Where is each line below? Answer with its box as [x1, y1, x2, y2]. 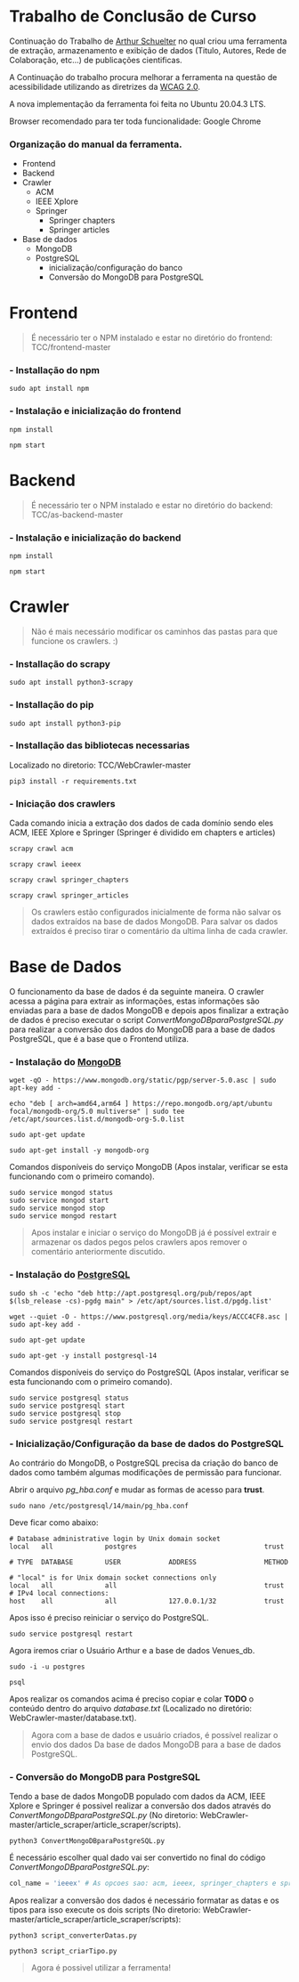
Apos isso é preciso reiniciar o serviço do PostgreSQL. [9, 1612, 209, 1622]
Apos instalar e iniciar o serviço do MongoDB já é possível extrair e [30, 1227, 278, 1239]
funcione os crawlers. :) [30, 635, 118, 646]
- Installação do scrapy [9, 657, 111, 670]
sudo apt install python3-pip [9, 719, 122, 727]
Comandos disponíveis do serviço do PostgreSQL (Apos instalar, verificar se [9, 1367, 289, 1377]
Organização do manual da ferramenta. [9, 138, 182, 150]
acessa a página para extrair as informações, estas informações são [9, 995, 260, 1007]
